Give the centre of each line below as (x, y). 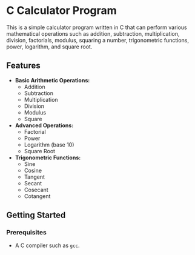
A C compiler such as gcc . (47, 245)
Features (23, 66)
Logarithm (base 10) (49, 144)
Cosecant (36, 190)
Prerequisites (26, 233)
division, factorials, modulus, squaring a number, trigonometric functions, (98, 40)
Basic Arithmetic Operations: (52, 80)
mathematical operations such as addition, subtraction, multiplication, (93, 33)
